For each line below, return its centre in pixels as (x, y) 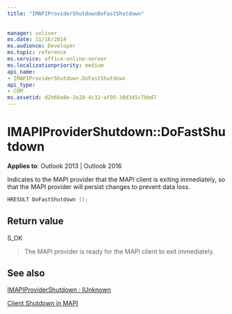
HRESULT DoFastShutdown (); (48, 199)
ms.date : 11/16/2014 (37, 40)
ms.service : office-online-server (57, 59)
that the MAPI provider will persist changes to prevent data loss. (99, 187)
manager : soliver (32, 33)
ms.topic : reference (37, 53)
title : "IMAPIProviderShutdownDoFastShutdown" (76, 14)
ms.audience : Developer (42, 46)
